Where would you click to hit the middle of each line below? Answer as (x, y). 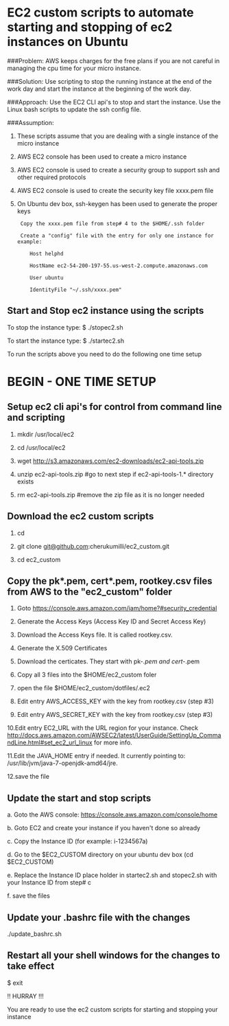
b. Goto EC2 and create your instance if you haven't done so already (104, 828)
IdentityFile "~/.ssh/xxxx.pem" (76, 290)
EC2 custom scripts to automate (100, 13)
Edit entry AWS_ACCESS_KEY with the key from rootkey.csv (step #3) (116, 701)
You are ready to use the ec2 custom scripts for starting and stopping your (112, 1009)
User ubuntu (47, 277)
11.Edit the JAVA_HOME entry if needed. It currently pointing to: (96, 756)
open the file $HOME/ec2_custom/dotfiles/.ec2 (84, 688)
